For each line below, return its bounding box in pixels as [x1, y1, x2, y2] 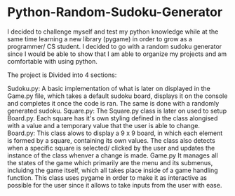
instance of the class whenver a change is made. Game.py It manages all [7, 151, 219, 160]
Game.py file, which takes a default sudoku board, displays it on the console [7, 92, 228, 100]
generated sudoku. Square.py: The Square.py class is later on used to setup [7, 106, 227, 115]
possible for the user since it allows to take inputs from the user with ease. [7, 181, 222, 189]
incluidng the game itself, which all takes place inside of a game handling [7, 166, 219, 174]
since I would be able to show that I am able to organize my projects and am [7, 50, 227, 58]
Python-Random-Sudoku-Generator [7, 4, 223, 20]
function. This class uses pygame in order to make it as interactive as [7, 173, 207, 182]
